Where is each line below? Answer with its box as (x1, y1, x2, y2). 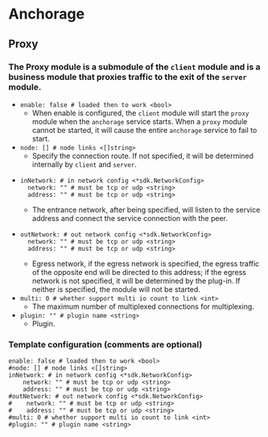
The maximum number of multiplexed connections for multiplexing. (31, 302, 255, 311)
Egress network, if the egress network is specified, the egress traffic (31, 259, 260, 268)
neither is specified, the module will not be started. (31, 284, 201, 294)
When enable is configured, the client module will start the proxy (31, 108, 249, 118)
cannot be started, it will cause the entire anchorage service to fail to (31, 125, 258, 135)
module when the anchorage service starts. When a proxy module (31, 116, 248, 126)
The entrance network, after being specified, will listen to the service (31, 205, 261, 214)
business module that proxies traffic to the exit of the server (8, 71, 247, 82)
